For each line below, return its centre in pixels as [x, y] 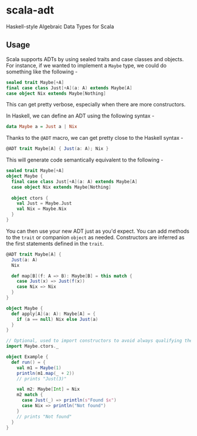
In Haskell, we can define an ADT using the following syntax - [80, 116]
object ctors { [30, 198]
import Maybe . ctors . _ [33, 346]
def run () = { [28, 362]
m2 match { [30, 395]
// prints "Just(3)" [42, 379]
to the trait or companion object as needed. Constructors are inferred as [95, 237]
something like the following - [42, 72]
